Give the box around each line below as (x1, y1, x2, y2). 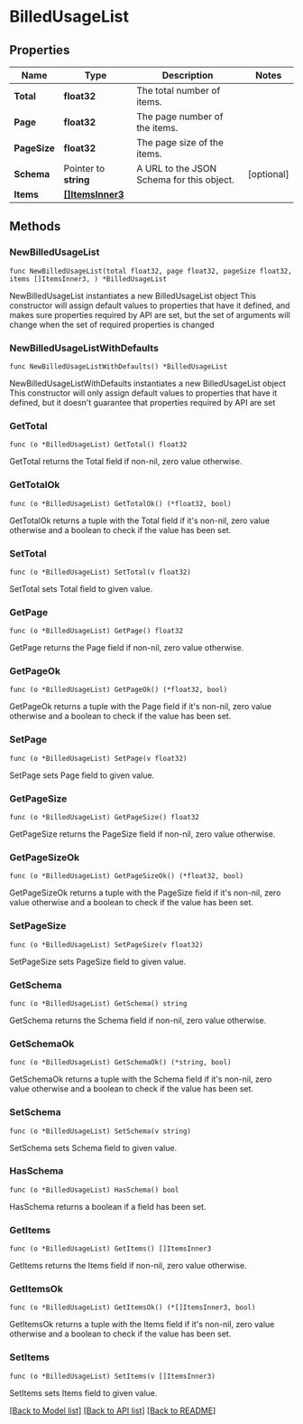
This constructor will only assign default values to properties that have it (9, 387, 278, 398)
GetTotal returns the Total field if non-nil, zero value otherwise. (9, 456, 243, 467)
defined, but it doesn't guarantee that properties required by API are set (9, 397, 276, 408)
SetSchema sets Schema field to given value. (9, 1142, 178, 1153)
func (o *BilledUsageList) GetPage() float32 (9, 626, 183, 636)
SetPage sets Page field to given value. (9, 770, 155, 781)
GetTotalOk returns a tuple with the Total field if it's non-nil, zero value (9, 515, 271, 526)
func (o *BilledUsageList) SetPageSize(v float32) (9, 940, 204, 950)
